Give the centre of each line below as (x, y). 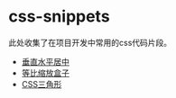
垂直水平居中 (45, 61)
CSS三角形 (42, 84)
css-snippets (59, 17)
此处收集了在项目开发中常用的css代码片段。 (90, 42)
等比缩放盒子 (45, 73)
